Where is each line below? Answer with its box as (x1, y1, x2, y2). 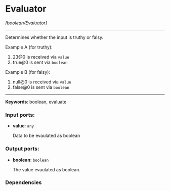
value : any (12, 123, 34, 129)
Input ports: (5, 111, 35, 118)
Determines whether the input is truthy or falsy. (5, 34, 104, 40)
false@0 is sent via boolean (12, 84, 70, 90)
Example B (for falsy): (5, 69, 51, 75)
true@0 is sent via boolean (12, 59, 68, 65)
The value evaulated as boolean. (12, 166, 81, 172)
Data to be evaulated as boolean (12, 132, 80, 139)
